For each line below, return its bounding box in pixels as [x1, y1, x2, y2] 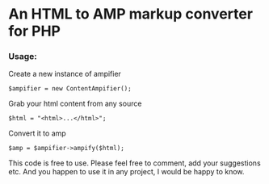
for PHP [8, 22, 61, 40]
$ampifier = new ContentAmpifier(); [8, 85, 132, 93]
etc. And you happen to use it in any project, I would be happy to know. [8, 167, 245, 177]
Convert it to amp [8, 128, 66, 138]
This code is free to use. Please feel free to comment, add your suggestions [8, 158, 261, 168]
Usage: [8, 51, 38, 62]
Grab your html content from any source [8, 98, 142, 109]
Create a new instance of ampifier [8, 69, 121, 79]
